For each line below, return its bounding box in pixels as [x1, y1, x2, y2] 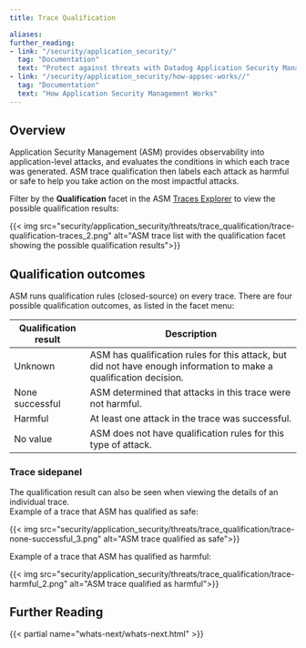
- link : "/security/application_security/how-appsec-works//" [9, 72, 250, 82]
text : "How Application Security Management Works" [17, 88, 219, 98]
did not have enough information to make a [89, 360, 273, 373]
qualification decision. [89, 371, 184, 384]
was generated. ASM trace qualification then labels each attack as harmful [9, 166, 290, 177]
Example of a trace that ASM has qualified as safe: [9, 506, 199, 517]
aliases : [9, 29, 43, 39]
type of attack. [89, 439, 152, 451]
